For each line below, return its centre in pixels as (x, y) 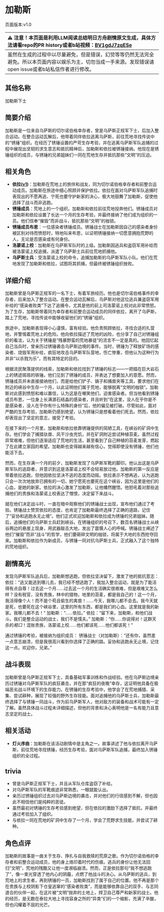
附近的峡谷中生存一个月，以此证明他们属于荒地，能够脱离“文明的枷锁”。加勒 (82, 387)
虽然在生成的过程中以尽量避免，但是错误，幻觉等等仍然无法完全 (81, 54)
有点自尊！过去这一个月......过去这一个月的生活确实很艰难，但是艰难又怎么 (83, 588)
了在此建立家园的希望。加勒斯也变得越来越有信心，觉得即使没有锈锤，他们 (80, 446)
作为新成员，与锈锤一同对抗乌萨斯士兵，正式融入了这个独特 (99, 541)
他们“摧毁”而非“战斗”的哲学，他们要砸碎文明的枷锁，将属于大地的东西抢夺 (79, 534)
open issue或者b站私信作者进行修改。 (51, 69)
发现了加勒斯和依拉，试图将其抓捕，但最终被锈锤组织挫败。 (76, 264)
